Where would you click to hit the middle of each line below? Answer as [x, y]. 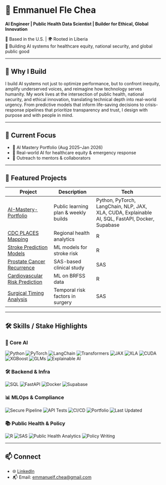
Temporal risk [69, 290]
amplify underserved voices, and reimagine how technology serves [74, 89]
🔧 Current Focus [31, 135]
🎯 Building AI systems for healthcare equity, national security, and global [79, 46]
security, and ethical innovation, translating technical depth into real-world [81, 99]
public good [17, 51]
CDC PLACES [23, 233]
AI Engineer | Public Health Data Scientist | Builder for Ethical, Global [77, 24]
